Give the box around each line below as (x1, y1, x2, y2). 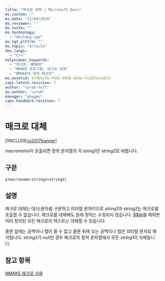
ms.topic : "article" (5, 44, 48, 49)
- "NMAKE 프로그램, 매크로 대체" (9, 67, 69, 72)
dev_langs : (5, 48, 27, 53)
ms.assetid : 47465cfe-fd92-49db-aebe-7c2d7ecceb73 (5, 76, 111, 81)
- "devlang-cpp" (9, 35, 43, 40)
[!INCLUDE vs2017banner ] (5, 138, 57, 144)
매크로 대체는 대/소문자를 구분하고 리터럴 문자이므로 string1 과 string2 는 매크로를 (5, 205, 159, 211)
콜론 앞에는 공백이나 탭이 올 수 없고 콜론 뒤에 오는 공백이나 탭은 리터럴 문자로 (5, 228, 152, 234)
